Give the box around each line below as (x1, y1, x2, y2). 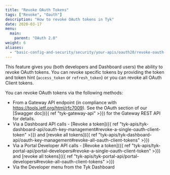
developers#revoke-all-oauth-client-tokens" (12, 158, 105, 164)
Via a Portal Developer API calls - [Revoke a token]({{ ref (12, 142, 131, 148)
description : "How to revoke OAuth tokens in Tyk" (5, 17, 114, 22)
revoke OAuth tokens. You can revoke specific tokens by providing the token (5, 69, 164, 75)
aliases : (5, 45, 24, 50)
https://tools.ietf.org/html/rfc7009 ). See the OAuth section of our (12, 105, 148, 111)
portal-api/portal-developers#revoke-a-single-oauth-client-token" (12, 148, 151, 154)
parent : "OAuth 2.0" (14, 36, 58, 41)
